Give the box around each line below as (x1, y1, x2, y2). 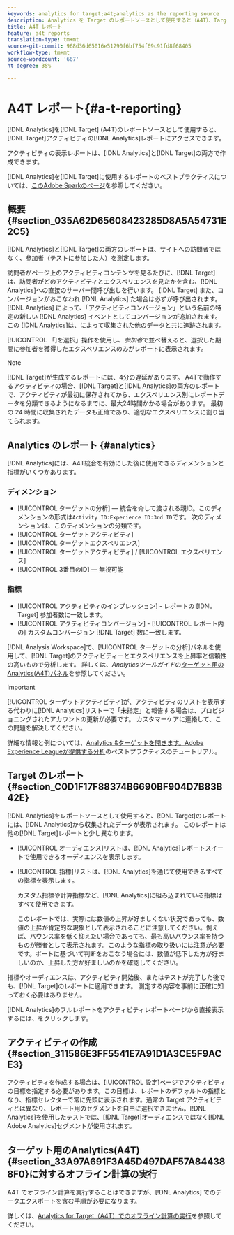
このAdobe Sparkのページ (31, 181, 106, 189)
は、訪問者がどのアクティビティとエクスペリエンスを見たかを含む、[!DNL (7, 277, 217, 286)
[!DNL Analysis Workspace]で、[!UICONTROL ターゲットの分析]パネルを (7, 642, 215, 651)
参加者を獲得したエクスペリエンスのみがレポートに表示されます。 (19, 345, 208, 353)
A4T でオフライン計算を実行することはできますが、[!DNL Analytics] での (7, 1188, 216, 1197)
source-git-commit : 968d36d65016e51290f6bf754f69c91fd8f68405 (7, 43, 192, 50)
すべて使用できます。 (17, 900, 78, 908)
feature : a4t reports (7, 29, 70, 37)
